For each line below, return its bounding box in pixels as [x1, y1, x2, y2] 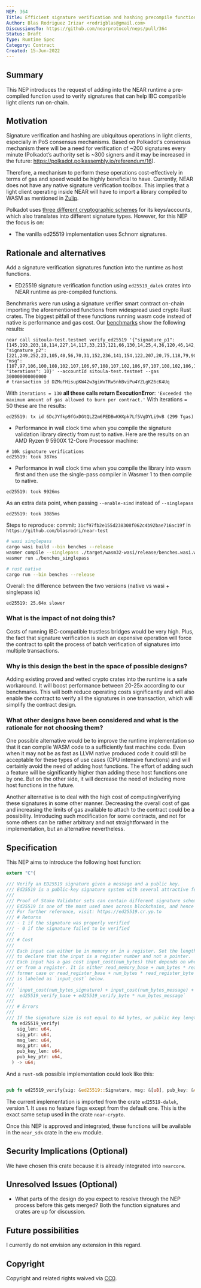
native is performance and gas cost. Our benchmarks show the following [6, 319, 185, 326]
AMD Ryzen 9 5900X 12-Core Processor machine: [14, 437, 139, 445]
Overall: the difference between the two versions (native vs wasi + [6, 583, 170, 590]
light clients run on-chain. [6, 98, 69, 106]
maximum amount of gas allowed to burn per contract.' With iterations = [6, 396, 188, 403]
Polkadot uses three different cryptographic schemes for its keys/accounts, [6, 206, 193, 214]
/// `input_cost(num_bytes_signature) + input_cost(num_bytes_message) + [6, 987, 194, 993]
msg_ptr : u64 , [17, 1043, 52, 1049]
